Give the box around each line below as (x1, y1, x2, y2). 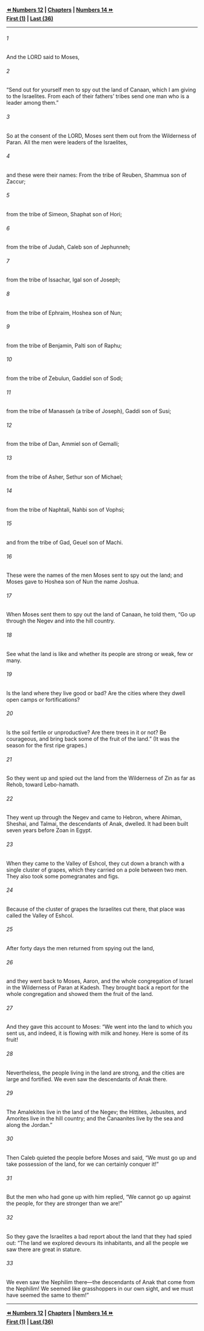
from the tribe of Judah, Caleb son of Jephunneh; (6, 244, 131, 251)
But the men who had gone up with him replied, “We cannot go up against (6, 1193, 191, 1201)
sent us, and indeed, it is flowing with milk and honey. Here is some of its (6, 1029, 189, 1037)
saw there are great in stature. (6, 1246, 82, 1253)
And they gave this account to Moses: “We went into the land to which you (6, 1023, 192, 1031)
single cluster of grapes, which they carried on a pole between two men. (6, 866, 188, 874)
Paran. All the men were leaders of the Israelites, (6, 138, 128, 146)
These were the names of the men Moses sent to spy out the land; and (6, 571, 183, 579)
